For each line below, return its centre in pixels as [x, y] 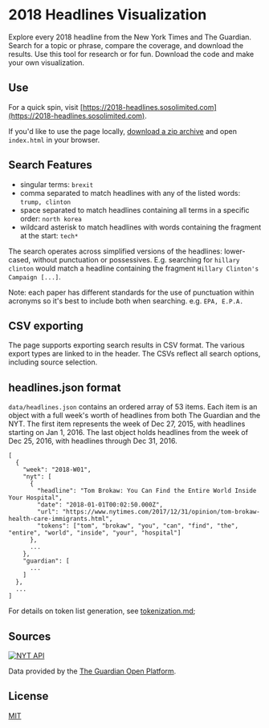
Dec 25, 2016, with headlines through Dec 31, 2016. [93, 441]
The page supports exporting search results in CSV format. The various [126, 345]
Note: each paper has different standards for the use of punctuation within [131, 292]
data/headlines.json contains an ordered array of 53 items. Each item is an [133, 407]
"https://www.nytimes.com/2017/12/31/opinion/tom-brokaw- [161, 512]
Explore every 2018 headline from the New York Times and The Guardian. [130, 37]
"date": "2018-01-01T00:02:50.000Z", [100, 505]
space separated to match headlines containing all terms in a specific [135, 209]
